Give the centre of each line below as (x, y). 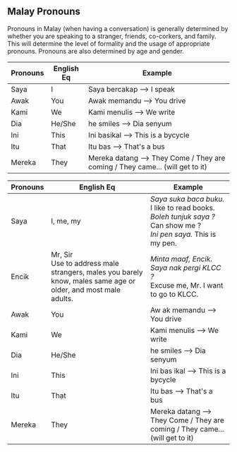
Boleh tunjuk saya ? (183, 216)
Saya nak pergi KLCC (186, 267)
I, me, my (66, 221)
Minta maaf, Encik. (182, 259)
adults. (62, 298)
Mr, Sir (62, 255)
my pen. (164, 243)
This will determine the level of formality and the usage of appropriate (109, 43)
